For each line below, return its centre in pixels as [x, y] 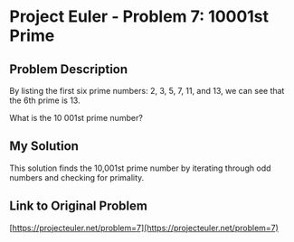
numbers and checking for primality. [77, 177]
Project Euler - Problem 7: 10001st [139, 17]
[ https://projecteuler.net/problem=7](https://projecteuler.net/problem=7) [144, 228]
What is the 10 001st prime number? [76, 118]
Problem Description [69, 69]
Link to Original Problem [78, 206]
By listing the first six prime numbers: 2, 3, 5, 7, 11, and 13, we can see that [147, 91]
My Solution [44, 146]
